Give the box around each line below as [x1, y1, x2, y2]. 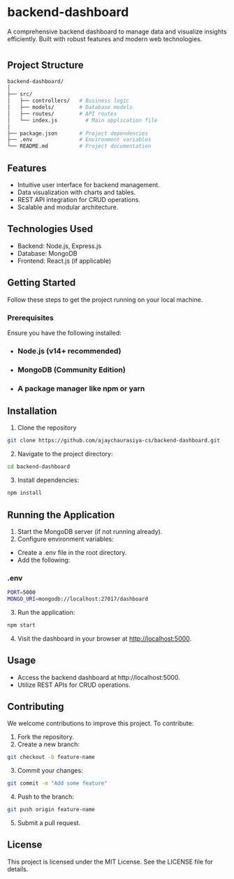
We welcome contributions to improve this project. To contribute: [7, 719, 194, 727]
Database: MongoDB [17, 249, 78, 257]
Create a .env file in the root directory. [17, 548, 127, 556]
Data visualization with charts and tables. [17, 188, 136, 196]
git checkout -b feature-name [7, 754, 96, 761]
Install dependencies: [17, 476, 80, 484]
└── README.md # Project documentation [7, 143, 152, 150]
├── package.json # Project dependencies [7, 130, 149, 137]
